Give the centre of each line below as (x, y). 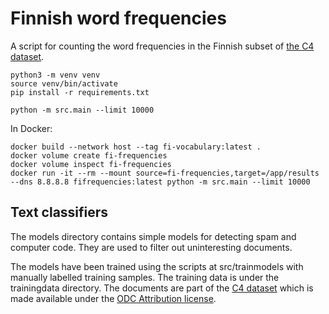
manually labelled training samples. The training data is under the (145, 277)
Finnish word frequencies (118, 18)
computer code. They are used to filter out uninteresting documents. (151, 247)
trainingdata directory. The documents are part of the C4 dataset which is (162, 288)
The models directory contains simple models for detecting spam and (153, 236)
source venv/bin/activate (64, 83)
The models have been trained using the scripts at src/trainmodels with (157, 266)
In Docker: (31, 128)
